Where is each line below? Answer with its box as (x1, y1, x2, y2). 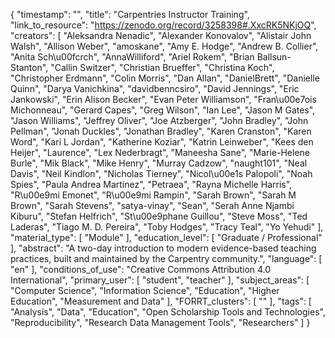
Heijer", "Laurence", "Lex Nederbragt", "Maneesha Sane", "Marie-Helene (10, 147, 310, 158)
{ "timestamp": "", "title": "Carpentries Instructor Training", (10, 9, 250, 20)
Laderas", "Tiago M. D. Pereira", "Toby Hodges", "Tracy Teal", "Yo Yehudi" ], (10, 221, 324, 233)
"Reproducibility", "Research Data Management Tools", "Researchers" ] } (10, 317, 311, 328)
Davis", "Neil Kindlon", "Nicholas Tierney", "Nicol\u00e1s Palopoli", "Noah (10, 168, 313, 179)
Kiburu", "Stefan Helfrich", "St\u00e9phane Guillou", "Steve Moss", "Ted (10, 210, 308, 222)
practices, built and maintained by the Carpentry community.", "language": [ (10, 253, 323, 264)
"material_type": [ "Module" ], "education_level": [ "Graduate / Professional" (10, 232, 323, 243)
